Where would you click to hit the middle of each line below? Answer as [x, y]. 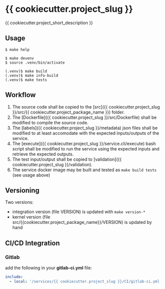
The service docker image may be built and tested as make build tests [84, 170]
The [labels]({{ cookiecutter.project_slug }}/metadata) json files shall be [85, 128]
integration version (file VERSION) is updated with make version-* [79, 212]
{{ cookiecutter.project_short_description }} [49, 23]
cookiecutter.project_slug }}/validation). [52, 164]
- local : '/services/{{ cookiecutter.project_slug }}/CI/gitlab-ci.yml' [86, 281]
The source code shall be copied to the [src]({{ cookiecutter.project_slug [86, 107]
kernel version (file [31, 217]
